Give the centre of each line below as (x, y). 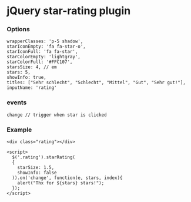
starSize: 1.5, (36, 168)
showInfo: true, (26, 78)
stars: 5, (19, 72)
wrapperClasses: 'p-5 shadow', (45, 42)
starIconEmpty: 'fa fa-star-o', (46, 47)
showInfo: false (37, 173)
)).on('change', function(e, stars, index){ (67, 178)
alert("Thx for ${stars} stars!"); (61, 183)
